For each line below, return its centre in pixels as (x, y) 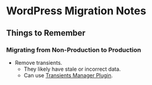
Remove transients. (38, 62)
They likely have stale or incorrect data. (72, 69)
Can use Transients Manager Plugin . (68, 75)
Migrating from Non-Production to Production (74, 50)
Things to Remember (46, 33)
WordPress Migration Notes (76, 11)
